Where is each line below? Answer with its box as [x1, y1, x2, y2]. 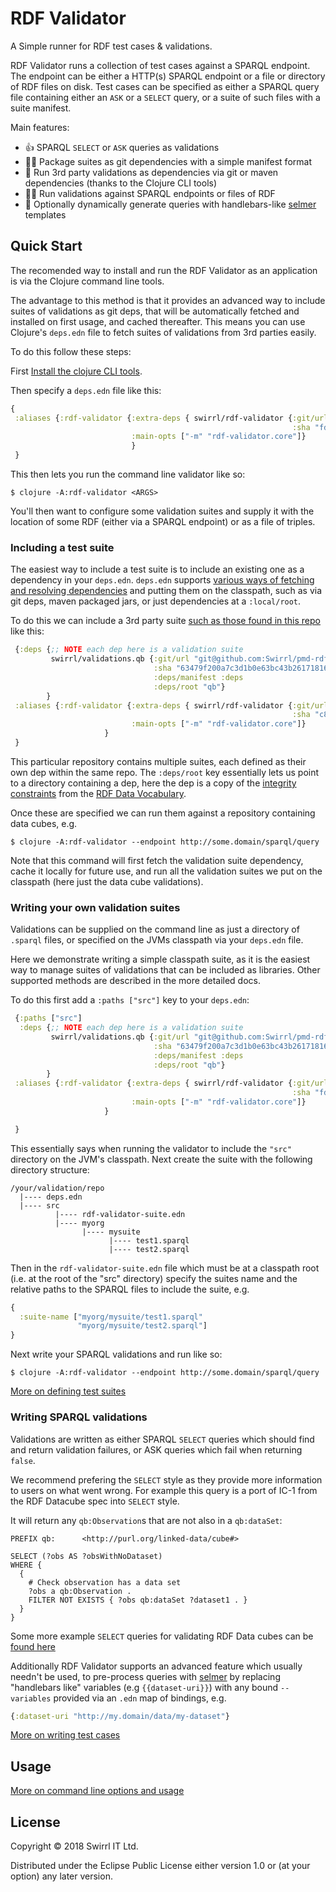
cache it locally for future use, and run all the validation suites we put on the [10, 865, 323, 877]
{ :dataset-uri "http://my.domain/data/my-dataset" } [10, 1711, 230, 1721]
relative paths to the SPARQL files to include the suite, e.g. [10, 1283, 250, 1295]
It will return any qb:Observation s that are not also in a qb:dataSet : [10, 1514, 283, 1526]
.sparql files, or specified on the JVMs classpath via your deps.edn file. [10, 934, 304, 946]
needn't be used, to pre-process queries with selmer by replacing [10, 1670, 281, 1682]
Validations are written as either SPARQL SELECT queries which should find [10, 1433, 315, 1445]
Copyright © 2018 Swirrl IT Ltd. [10, 1840, 139, 1852]
